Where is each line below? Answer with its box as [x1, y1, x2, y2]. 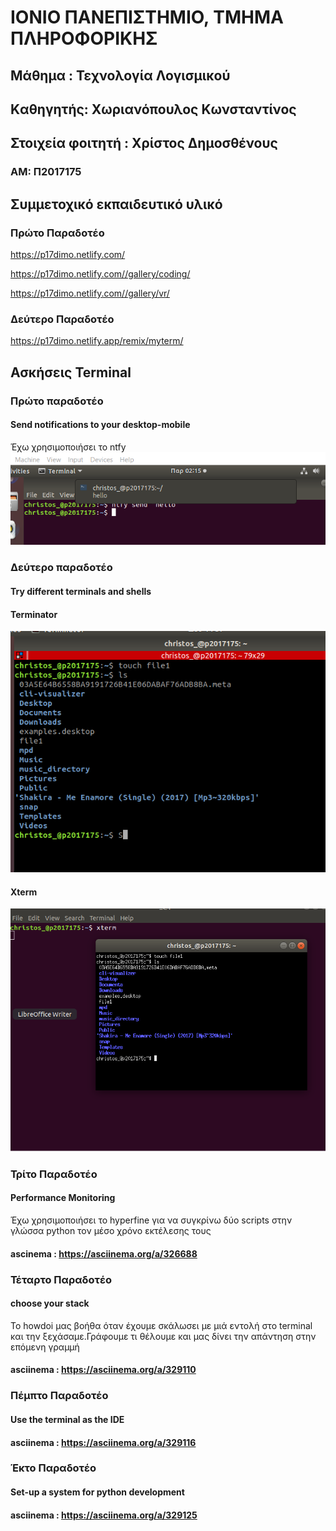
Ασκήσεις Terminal [10, 364, 132, 381]
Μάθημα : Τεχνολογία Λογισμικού [10, 67, 231, 84]
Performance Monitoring [10, 1192, 116, 1204]
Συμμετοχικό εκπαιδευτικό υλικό [10, 196, 223, 213]
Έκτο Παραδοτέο [10, 1461, 97, 1475]
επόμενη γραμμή [10, 1341, 80, 1353]
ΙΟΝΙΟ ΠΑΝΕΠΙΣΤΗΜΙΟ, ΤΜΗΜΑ [10, 6, 284, 29]
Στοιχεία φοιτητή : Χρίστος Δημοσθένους [10, 135, 278, 152]
